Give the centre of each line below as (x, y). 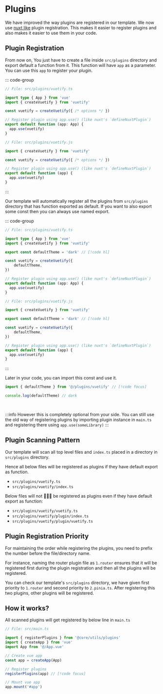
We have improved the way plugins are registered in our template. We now (80, 22)
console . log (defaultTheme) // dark (41, 396)
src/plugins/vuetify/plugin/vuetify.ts (53, 521)
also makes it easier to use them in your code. (51, 33)
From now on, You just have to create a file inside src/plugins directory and (81, 60)
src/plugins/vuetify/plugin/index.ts (50, 516)
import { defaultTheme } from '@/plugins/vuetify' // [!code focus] (76, 387)
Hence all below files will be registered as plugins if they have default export (81, 466)
